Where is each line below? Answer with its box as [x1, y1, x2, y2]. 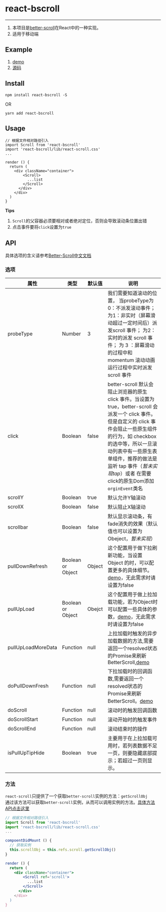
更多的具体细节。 [112, 567, 152, 574]
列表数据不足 [127, 742, 157, 749]
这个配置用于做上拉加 [107, 591, 157, 598]
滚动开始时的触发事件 [107, 716, 157, 723]
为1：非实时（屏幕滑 [107, 312, 156, 319]
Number [62, 330, 81, 337]
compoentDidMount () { [5, 838, 52, 843]
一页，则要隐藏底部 [107, 750, 152, 757]
